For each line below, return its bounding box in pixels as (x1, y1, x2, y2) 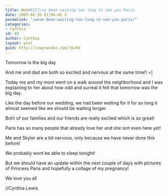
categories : (5, 21, 30, 27)
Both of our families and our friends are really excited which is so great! (5, 115, 155, 121)
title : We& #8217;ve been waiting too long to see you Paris (5, 7, 136, 13)
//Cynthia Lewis (5, 185, 38, 191)
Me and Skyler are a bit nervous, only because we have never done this (5, 134, 155, 141)
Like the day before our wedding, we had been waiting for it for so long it (5, 100, 157, 106)
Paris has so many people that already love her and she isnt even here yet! (5, 125, 161, 131)
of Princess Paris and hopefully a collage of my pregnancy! (5, 165, 129, 171)
